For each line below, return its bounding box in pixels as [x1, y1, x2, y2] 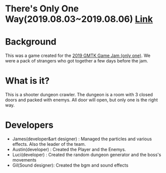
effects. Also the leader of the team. [12, 141, 86, 147]
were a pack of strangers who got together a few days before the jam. [5, 58, 148, 64]
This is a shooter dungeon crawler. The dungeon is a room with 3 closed [5, 92, 153, 98]
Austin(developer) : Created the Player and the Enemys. [12, 147, 126, 152]
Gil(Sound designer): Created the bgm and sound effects [12, 162, 129, 168]
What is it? [5, 75, 50, 87]
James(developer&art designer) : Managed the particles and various [12, 136, 152, 142]
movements [12, 157, 37, 163]
